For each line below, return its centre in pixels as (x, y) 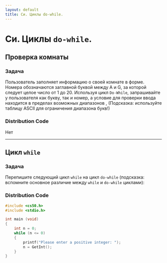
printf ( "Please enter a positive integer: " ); (72, 242)
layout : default (22, 10)
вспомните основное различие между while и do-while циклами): (75, 183)
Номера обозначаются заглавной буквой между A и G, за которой (76, 87)
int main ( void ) (22, 219)
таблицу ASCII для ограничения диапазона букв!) (58, 108)
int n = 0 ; (25, 229)
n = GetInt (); (38, 247)
